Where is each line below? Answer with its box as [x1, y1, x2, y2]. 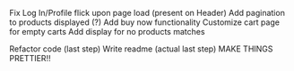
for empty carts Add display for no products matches [9, 27, 205, 36]
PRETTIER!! [9, 53, 51, 63]
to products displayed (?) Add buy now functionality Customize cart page [9, 17, 281, 28]
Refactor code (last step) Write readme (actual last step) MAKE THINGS [9, 43, 273, 54]
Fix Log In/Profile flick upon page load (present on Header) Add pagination [9, 8, 285, 18]
